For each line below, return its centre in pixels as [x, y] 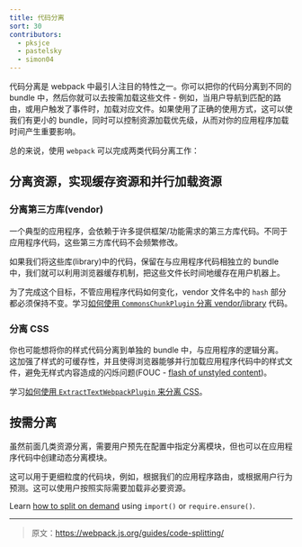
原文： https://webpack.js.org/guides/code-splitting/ [128, 533]
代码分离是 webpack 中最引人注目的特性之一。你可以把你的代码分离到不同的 [151, 86]
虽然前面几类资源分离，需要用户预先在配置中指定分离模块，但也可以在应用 [147, 446]
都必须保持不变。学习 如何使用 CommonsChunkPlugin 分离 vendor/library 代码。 [151, 303]
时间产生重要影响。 [45, 131]
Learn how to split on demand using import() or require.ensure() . [133, 506]
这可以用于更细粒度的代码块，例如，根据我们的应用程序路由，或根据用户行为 [151, 476]
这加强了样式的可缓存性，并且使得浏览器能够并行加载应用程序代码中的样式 [147, 360]
